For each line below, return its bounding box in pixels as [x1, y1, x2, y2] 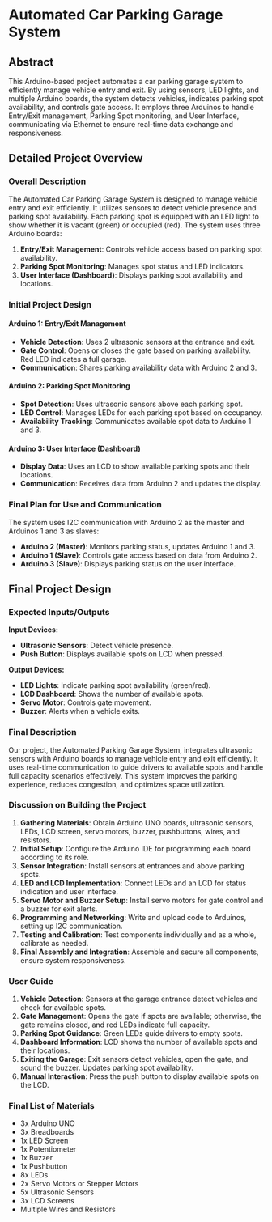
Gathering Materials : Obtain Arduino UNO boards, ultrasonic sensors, [19, 817, 254, 827]
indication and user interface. [19, 886, 119, 896]
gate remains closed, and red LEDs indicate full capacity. [19, 1020, 210, 1029]
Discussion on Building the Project [8, 800, 147, 811]
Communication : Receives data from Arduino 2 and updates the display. [19, 479, 262, 489]
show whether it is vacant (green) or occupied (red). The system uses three [8, 220, 261, 230]
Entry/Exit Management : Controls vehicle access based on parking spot [19, 244, 263, 254]
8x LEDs [19, 1170, 49, 1180]
